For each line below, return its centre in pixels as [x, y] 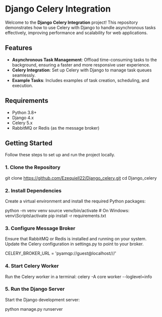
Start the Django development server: [42, 300]
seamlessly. [24, 75]
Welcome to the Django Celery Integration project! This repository [72, 22]
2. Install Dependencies [33, 190]
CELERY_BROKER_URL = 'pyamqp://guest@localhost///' [61, 253]
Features [19, 48]
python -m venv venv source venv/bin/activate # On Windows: [67, 210]
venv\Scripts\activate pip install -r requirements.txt [56, 216]
